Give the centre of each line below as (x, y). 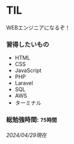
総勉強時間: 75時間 (32, 120)
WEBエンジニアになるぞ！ (38, 27)
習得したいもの (28, 44)
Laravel (24, 83)
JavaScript (28, 71)
